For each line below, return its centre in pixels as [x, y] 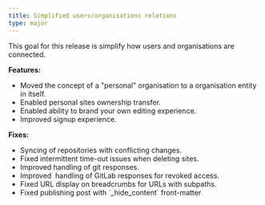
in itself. [33, 93]
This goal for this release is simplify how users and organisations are [121, 45]
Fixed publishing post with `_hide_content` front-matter [110, 192]
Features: [25, 69]
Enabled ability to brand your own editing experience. [108, 110]
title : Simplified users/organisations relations [93, 16]
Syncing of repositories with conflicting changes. [101, 150]
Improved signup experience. [68, 119]
